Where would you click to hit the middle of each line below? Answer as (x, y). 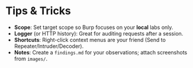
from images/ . (31, 59)
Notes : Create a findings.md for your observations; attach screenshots (101, 52)
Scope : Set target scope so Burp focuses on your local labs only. (94, 27)
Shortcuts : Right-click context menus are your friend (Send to (90, 40)
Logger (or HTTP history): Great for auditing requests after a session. (99, 33)
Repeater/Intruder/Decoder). (49, 46)
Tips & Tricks (38, 11)
